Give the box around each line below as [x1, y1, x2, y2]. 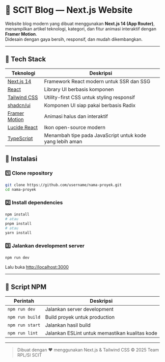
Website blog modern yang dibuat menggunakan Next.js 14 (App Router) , [5, 21, 155, 26]
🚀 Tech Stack [5, 55, 46, 63]
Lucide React [7, 124, 38, 130]
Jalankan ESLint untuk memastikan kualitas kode [45, 330, 158, 336]
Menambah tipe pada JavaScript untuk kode [44, 132, 146, 139]
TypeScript [7, 135, 33, 142]
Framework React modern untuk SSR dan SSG [44, 78, 151, 85]
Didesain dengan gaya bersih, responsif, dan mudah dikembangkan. [5, 36, 143, 42]
